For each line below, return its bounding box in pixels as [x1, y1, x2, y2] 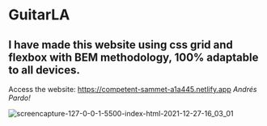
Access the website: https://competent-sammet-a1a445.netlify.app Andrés [8, 85, 257, 94]
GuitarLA [8, 6, 70, 24]
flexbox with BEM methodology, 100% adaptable [8, 50, 259, 64]
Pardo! [8, 93, 31, 103]
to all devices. [8, 63, 81, 77]
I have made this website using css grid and [8, 38, 233, 52]
